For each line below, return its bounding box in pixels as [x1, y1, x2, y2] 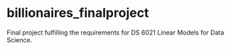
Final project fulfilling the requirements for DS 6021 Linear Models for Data [6, 28, 225, 37]
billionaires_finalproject [6, 5, 149, 21]
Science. [6, 35, 33, 44]
